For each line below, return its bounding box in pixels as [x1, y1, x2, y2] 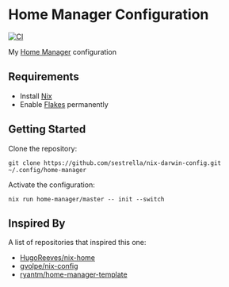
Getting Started [8, 123, 86, 136]
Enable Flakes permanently [19, 99, 109, 109]
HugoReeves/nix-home [19, 253, 96, 262]
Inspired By [8, 216, 66, 230]
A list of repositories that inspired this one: [8, 238, 147, 247]
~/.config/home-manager [8, 166, 87, 174]
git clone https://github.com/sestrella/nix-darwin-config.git [8, 159, 222, 167]
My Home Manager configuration [8, 47, 117, 56]
